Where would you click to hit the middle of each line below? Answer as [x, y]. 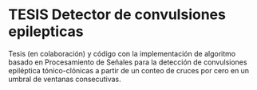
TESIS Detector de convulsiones [117, 15]
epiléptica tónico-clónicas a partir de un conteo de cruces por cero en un [129, 70]
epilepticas [46, 31]
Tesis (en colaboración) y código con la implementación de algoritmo [122, 53]
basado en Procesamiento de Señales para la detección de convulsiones [128, 62]
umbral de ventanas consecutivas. [65, 79]
